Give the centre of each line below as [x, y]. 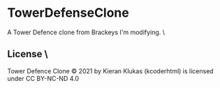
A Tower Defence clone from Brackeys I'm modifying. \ [86, 32]
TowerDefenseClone [68, 13]
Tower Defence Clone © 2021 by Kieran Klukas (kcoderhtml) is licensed [111, 71]
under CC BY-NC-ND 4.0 [43, 78]
